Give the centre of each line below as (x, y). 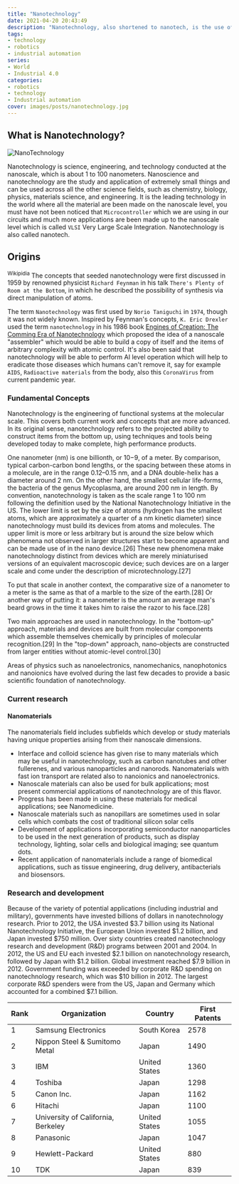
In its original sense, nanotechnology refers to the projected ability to (108, 429)
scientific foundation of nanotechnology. (67, 681)
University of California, (75, 1117)
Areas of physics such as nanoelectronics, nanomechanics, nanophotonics (117, 666)
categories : (25, 80)
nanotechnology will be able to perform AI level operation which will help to (118, 357)
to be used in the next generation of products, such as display (108, 837)
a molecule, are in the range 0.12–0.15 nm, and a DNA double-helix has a (113, 473)
